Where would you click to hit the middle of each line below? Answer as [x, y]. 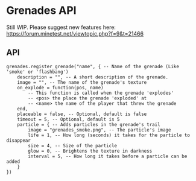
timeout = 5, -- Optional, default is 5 [68, 119]
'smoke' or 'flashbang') [37, 72]
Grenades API [41, 11]
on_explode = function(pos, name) [60, 87]
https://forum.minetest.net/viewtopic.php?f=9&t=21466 [75, 33]
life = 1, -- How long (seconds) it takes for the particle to [109, 135]
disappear [19, 140]
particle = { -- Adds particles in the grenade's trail [89, 124]
